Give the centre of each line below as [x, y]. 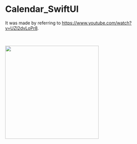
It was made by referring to [33, 23]
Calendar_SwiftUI [42, 9]
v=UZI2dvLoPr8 [21, 28]
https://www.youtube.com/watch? [97, 23]
